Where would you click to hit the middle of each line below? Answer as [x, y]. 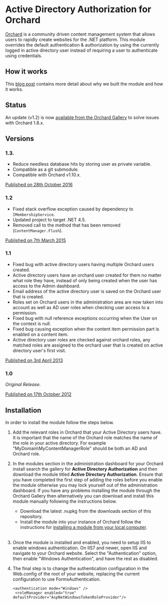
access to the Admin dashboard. [47, 286]
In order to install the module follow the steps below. [60, 422]
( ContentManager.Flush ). [38, 230]
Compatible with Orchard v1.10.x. [47, 175]
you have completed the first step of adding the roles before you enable [88, 479]
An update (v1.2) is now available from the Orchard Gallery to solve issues [82, 117]
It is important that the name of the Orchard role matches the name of [85, 437]
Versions [20, 139]
